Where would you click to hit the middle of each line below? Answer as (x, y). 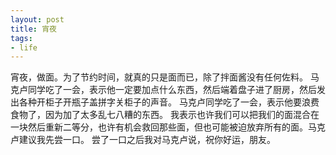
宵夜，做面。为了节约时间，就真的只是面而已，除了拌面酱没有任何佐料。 (159, 77)
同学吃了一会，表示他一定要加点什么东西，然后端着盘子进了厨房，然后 (172, 90)
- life (24, 47)
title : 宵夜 (33, 29)
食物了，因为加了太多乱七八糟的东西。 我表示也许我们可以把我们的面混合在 (165, 115)
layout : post (37, 19)
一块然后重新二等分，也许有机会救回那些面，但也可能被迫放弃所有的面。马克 (168, 127)
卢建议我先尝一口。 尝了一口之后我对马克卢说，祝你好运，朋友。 (143, 140)
